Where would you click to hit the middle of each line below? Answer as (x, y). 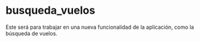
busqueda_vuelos (50, 10)
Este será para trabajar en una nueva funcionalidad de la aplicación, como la (100, 27)
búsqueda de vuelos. (31, 33)
